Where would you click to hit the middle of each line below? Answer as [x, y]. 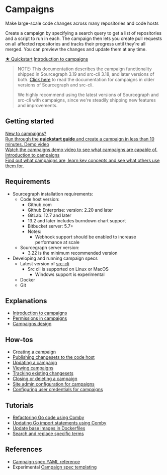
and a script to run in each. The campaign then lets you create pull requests [84, 38]
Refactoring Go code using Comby [48, 417]
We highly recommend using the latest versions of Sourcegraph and [88, 94]
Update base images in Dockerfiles [49, 428]
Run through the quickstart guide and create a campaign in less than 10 [80, 139]
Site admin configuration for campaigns [53, 384]
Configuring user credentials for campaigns [58, 390]
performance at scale [57, 242]
